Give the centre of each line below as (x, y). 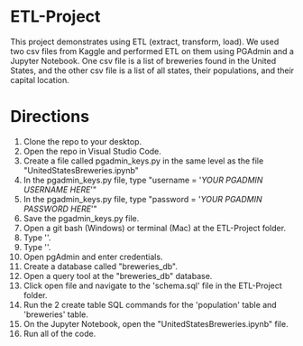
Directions (50, 117)
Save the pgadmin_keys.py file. (81, 218)
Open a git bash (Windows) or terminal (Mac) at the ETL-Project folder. (155, 228)
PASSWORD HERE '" (60, 209)
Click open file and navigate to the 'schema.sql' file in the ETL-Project (152, 285)
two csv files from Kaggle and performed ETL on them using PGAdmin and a (152, 51)
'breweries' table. (56, 314)
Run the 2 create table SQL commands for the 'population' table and (150, 304)
